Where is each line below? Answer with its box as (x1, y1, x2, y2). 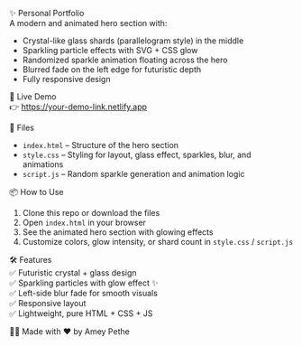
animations (22, 159, 64, 170)
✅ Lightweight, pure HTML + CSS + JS (9, 308, 153, 319)
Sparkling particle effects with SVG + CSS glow (22, 45, 198, 55)
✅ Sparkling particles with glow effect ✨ (9, 277, 159, 288)
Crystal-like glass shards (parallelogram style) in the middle (22, 35, 244, 46)
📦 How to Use (9, 187, 65, 197)
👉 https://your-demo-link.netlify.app (9, 101, 147, 112)
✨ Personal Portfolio (9, 8, 85, 18)
